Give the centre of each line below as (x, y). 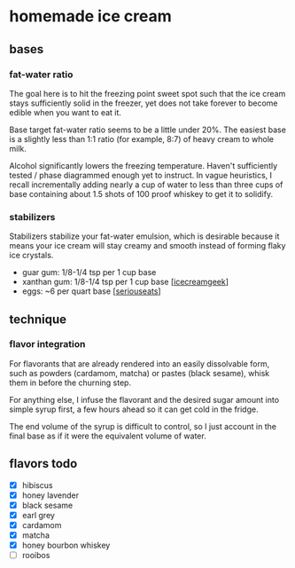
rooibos (36, 556)
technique (38, 319)
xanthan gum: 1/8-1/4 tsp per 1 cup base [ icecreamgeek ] (125, 282)
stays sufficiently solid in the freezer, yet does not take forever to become (144, 103)
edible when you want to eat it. (66, 112)
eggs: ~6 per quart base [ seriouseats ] (91, 291)
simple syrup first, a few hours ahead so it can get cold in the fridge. (134, 409)
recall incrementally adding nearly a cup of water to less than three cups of (146, 185)
